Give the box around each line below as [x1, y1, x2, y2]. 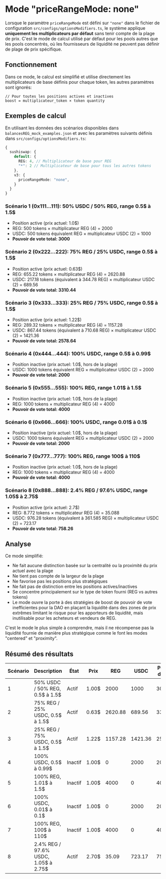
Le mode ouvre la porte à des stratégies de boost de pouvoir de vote [12, 599, 152, 605]
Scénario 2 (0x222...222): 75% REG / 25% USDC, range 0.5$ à [5, 248, 158, 255]
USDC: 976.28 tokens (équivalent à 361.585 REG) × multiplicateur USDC [12, 515, 159, 521]
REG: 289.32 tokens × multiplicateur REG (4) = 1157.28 [12, 322, 123, 328]
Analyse [5, 539, 31, 548]
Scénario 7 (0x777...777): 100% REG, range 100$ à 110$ [5, 453, 141, 460]
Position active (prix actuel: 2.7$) [12, 504, 80, 510]
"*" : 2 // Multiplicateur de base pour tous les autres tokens [18, 164, 152, 169]
